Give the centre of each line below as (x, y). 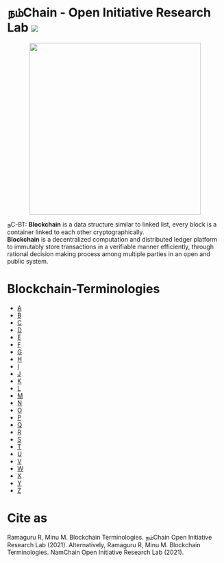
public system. (28, 261)
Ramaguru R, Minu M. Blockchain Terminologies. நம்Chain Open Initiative (110, 537)
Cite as (27, 518)
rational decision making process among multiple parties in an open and (109, 254)
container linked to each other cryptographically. (76, 232)
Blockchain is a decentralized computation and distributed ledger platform (112, 239)
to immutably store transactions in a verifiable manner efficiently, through (111, 246)
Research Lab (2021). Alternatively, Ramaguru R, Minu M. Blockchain (104, 544)
